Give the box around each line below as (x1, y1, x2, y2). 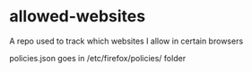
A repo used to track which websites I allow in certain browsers (9, 36, 244, 46)
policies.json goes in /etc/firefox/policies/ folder (9, 52, 187, 63)
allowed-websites (9, 6, 146, 27)
